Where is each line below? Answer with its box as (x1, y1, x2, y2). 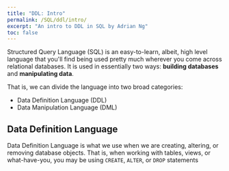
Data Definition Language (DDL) (16, 96, 107, 105)
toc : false (7, 29, 38, 36)
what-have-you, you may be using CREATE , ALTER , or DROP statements (7, 156, 199, 164)
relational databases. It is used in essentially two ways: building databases (7, 62, 219, 70)
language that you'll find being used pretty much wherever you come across (7, 55, 222, 64)
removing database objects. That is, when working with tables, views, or (7, 148, 211, 157)
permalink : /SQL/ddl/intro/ (7, 16, 87, 23)
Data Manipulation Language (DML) (16, 103, 118, 111)
